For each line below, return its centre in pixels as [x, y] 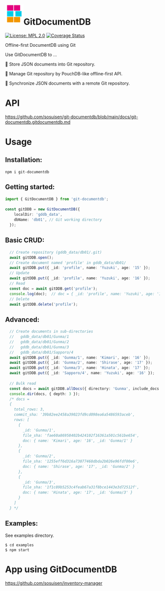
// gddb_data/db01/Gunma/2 [39, 342]
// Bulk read [23, 383]
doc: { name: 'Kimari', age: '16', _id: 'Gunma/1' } [78, 441]
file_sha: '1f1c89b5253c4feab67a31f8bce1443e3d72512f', [81, 487]
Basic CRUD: [25, 240]
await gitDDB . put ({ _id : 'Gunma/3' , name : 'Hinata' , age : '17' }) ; [80, 368]
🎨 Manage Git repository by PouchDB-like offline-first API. [64, 73]
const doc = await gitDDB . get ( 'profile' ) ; [54, 289]
